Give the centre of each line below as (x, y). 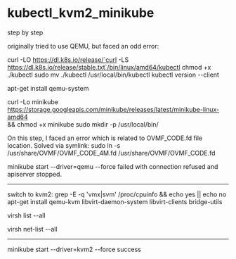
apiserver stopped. (34, 174)
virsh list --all (26, 215)
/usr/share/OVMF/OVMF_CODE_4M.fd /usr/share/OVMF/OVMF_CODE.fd (111, 153)
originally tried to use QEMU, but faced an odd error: (83, 46)
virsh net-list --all (32, 229)
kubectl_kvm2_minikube (81, 13)
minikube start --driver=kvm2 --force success (74, 249)
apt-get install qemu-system (48, 88)
